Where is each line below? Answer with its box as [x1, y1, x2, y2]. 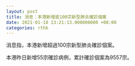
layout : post [6, 8, 38, 15]
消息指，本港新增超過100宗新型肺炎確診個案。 [6, 41, 118, 48]
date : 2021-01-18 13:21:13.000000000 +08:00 [6, 19, 117, 25]
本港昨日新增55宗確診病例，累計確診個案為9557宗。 [6, 54, 133, 61]
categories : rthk [6, 25, 49, 31]
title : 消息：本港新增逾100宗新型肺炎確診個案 [6, 14, 107, 20]
